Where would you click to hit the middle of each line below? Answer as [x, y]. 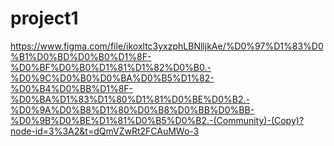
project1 [44, 18]
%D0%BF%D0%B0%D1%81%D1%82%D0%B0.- [111, 67]
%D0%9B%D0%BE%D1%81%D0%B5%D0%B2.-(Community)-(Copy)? [157, 120]
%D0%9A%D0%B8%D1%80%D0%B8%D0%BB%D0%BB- [132, 109]
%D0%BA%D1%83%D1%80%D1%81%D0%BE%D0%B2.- [130, 99]
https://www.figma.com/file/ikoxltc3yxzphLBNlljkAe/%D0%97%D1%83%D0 [167, 46]
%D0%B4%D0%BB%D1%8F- [72, 88]
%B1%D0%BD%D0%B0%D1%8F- [81, 56]
